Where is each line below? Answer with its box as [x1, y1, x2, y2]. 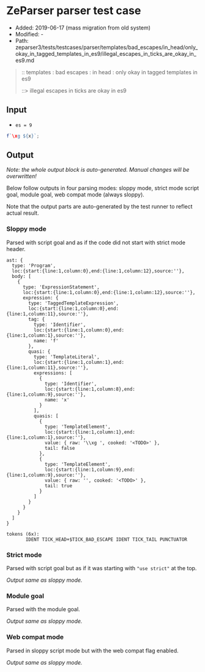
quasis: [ [33, 412, 59, 419]
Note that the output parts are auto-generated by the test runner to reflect [6, 203, 193, 210]
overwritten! [6, 172, 37, 180]
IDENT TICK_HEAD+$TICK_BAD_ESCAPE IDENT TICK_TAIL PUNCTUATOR [25, 536, 188, 543]
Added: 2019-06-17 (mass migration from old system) [15, 24, 151, 31]
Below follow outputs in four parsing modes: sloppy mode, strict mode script [6, 185, 199, 192]
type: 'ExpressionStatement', [22, 284, 100, 290]
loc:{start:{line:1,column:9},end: [45, 466, 136, 473]
